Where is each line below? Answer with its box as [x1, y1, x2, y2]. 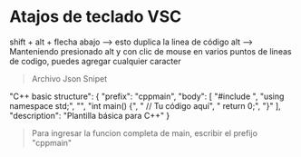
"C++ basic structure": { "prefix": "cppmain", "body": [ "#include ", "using [9, 91, 285, 102]
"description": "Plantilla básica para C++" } [9, 110, 170, 121]
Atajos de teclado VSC [9, 6, 182, 27]
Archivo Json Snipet [31, 73, 108, 83]
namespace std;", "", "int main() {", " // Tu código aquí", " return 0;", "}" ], [9, 100, 281, 111]
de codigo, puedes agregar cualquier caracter [9, 55, 181, 66]
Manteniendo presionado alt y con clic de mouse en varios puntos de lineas [9, 45, 292, 56]
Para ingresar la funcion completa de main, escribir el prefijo [31, 127, 258, 138]
